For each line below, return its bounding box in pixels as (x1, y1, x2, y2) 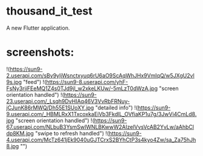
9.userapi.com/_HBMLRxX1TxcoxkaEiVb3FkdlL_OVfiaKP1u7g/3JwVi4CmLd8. (6, 110, 197, 117)
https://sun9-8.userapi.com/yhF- (46, 78, 129, 85)
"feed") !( (23, 78, 47, 85)
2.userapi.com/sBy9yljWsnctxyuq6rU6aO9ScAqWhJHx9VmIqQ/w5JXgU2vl (6, 71, 195, 79)
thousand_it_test (6, 4, 92, 18)
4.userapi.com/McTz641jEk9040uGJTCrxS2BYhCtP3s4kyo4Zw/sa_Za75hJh (6, 136, 196, 143)
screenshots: (6, 45, 74, 59)
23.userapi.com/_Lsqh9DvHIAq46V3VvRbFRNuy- (6, 97, 130, 105)
